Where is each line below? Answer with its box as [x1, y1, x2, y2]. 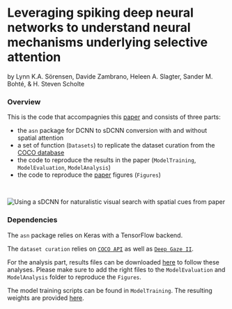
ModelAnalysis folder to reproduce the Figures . [7, 273, 141, 281]
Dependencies [7, 215, 58, 225]
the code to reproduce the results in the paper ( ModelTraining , [17, 156, 196, 164]
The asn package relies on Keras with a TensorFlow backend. [7, 231, 183, 239]
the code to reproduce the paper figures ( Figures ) [17, 171, 162, 179]
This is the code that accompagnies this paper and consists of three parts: [7, 113, 221, 121]
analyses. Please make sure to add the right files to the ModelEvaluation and [7, 265, 226, 274]
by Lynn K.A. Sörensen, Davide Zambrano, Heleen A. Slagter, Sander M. [7, 72, 213, 81]
